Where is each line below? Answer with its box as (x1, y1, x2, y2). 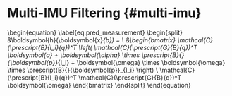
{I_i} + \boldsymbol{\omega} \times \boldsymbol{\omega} (57, 58, 226, 66)
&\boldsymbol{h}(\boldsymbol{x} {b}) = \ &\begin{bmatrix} (7, 35, 176, 44)
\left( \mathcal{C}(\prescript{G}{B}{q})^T (78, 43, 197, 52)
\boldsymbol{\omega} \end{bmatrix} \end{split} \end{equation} (7, 80, 192, 89)
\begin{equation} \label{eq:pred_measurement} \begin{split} (7, 28, 183, 37)
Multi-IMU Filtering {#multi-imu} (7, 5, 202, 21)
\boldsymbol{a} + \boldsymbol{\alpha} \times (7, 51, 140, 59)
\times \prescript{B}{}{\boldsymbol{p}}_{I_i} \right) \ (7, 66, 159, 74)
